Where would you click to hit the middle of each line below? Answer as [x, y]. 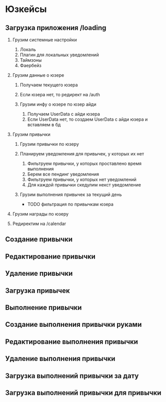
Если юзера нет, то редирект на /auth [60, 94]
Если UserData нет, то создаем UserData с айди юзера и [87, 119]
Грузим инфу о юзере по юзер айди [58, 104]
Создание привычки [39, 239]
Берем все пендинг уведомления [63, 174]
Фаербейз [30, 65]
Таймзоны [31, 60]
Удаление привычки [39, 273]
